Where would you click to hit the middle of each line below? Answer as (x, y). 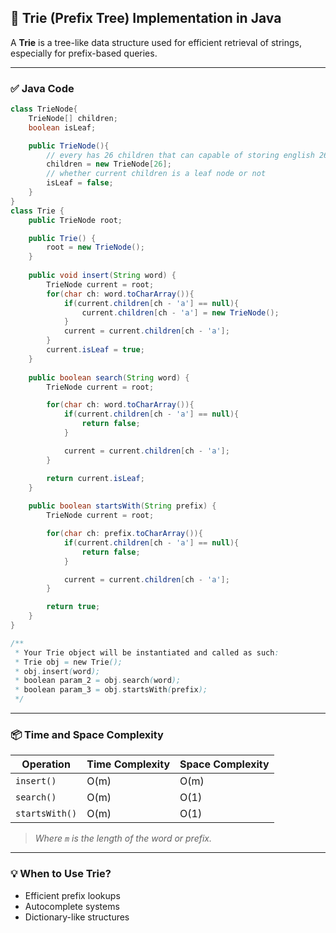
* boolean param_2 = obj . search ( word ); (98, 681)
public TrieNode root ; (75, 220)
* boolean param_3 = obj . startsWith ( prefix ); (111, 690)
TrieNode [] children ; (73, 118)
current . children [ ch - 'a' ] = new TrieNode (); (180, 312)
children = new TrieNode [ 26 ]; (109, 164)
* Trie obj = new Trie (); (68, 662)
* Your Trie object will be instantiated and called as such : (147, 652)
